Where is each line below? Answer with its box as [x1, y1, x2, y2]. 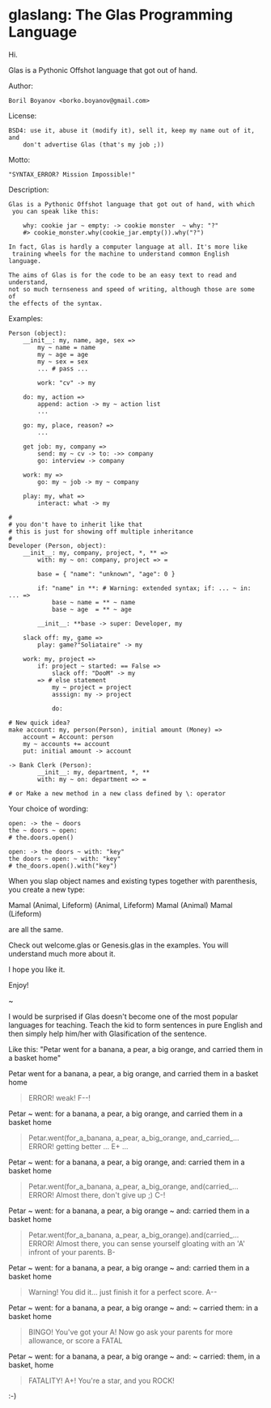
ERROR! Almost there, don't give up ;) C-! [28, 1190, 166, 1199]
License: [8, 111, 37, 121]
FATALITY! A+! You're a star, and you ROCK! [28, 1376, 176, 1385]
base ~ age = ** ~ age [51, 605, 132, 613]
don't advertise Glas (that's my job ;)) [23, 140, 164, 149]
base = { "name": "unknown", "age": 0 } [37, 570, 176, 578]
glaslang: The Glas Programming [8, 6, 233, 24]
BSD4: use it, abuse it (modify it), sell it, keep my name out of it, [8, 126, 255, 134]
